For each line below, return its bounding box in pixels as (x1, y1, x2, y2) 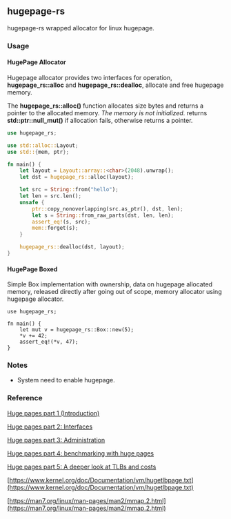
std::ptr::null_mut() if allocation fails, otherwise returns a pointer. (7, 116, 193, 124)
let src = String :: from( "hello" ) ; (19, 186, 119, 193)
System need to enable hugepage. (17, 376, 115, 384)
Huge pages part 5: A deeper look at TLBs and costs (7, 462, 157, 471)
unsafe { (19, 199, 45, 206)
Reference (7, 393, 43, 403)
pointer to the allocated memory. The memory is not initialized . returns (7, 108, 208, 117)
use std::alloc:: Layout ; (7, 141, 79, 149)
